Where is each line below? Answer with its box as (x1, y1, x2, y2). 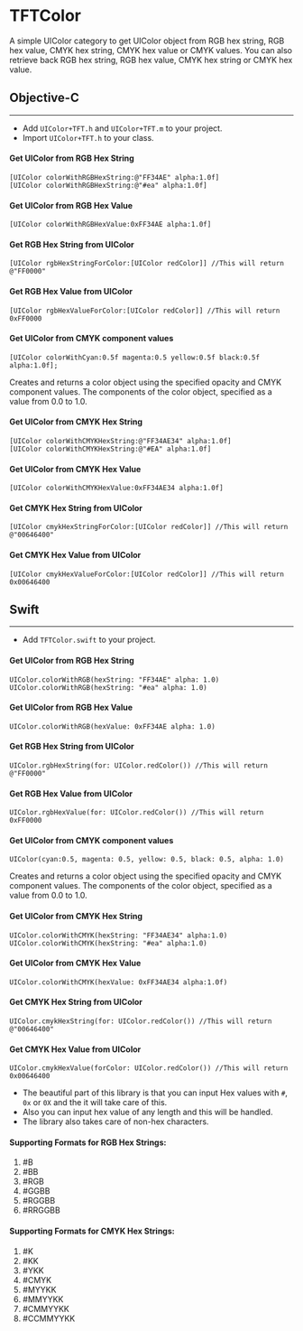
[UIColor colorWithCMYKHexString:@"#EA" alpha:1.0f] (9, 444, 212, 453)
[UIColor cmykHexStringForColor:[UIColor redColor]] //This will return (9, 523, 289, 532)
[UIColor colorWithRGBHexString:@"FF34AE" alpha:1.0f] (9, 172, 220, 181)
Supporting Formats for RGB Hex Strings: (9, 1137, 167, 1148)
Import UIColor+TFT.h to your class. (22, 132, 155, 143)
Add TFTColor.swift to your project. (22, 634, 156, 646)
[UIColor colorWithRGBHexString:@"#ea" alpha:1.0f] (9, 181, 207, 190)
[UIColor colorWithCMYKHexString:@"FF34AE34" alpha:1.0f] (9, 436, 232, 445)
